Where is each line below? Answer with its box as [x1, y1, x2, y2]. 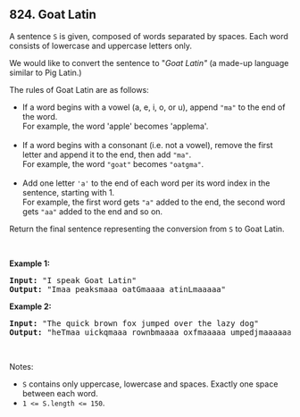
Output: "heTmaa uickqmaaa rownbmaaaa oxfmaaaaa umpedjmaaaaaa [9, 327, 292, 338]
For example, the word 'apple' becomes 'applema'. [21, 121, 209, 131]
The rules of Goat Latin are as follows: [9, 84, 149, 95]
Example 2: [9, 301, 52, 312]
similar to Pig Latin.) [9, 67, 82, 78]
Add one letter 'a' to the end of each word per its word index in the [21, 178, 271, 188]
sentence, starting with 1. [21, 187, 115, 197]
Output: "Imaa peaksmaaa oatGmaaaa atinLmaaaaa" [9, 284, 226, 294]
